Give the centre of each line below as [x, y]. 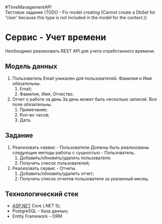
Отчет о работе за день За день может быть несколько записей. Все [84, 99]
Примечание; [34, 110]
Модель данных [31, 67]
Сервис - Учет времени [56, 38]
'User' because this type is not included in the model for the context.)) [76, 17]
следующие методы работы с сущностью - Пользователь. [74, 152]
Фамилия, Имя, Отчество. [47, 94]
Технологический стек [42, 194]
